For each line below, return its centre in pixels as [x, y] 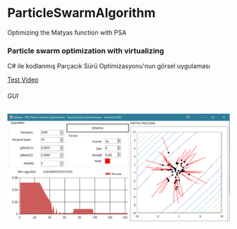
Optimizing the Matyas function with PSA [67, 32]
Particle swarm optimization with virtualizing [86, 51]
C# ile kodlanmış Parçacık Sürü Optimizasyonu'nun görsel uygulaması [109, 66]
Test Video [23, 80]
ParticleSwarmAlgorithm [81, 13]
